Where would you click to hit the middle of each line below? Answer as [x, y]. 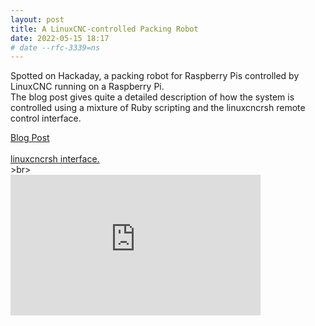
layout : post [37, 19]
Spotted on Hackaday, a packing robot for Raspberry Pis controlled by [155, 76]
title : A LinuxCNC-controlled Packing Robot [104, 29]
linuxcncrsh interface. [55, 159]
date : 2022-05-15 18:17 [60, 38]
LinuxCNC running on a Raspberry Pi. [87, 87]
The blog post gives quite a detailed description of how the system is [152, 97]
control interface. [46, 118]
